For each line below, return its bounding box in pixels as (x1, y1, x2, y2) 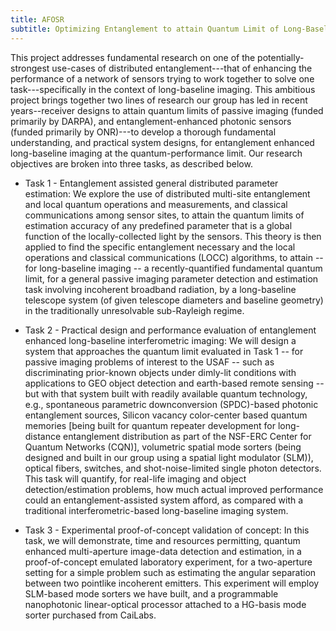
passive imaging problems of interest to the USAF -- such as (24, 356, 275, 368)
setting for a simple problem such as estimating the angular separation (24, 566, 317, 578)
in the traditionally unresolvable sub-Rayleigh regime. (24, 304, 245, 316)
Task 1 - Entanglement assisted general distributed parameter (24, 177, 279, 189)
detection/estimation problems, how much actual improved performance (24, 483, 324, 495)
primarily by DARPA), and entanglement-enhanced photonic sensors (10, 115, 292, 127)
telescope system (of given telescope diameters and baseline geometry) (24, 294, 324, 306)
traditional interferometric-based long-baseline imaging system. (24, 504, 289, 516)
